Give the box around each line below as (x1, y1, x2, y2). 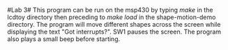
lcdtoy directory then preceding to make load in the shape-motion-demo (7, 13, 216, 21)
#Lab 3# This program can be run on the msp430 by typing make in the (7, 6, 213, 14)
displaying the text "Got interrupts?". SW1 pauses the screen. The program (7, 27, 222, 36)
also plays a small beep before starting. (7, 35, 121, 43)
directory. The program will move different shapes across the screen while (7, 21, 221, 28)
